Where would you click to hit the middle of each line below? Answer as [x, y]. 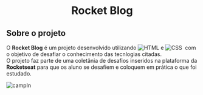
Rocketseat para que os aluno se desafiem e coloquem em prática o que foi [101, 67]
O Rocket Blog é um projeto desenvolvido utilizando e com [101, 47]
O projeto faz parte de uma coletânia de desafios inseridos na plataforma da [102, 61]
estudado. [19, 73]
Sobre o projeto [36, 33]
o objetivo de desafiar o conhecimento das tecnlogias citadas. [84, 54]
